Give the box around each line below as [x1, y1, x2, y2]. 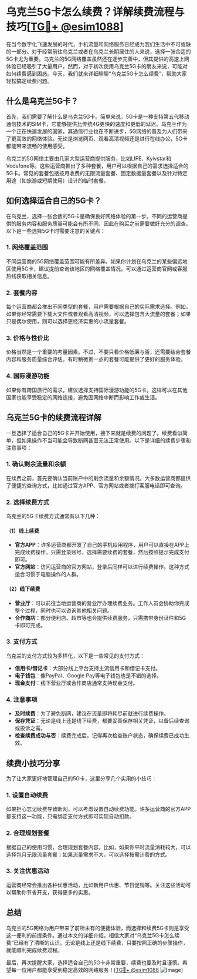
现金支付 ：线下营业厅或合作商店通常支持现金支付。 [14, 679, 138, 686]
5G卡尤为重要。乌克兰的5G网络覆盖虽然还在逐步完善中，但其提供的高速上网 [6, 55, 189, 62]
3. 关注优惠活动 [6, 867, 50, 875]
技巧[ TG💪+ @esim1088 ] [6, 20, 124, 34]
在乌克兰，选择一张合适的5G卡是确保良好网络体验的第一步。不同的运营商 [6, 212, 183, 219]
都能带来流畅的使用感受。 [6, 142, 68, 149]
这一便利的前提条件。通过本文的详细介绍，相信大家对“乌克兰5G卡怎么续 [6, 931, 180, 938]
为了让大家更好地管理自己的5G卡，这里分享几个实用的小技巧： [6, 774, 157, 782]
